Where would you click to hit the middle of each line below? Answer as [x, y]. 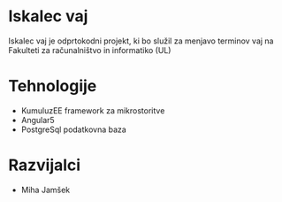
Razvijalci [45, 165]
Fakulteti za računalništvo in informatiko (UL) [90, 50]
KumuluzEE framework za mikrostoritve [93, 110]
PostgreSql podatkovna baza [74, 129]
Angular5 [38, 120]
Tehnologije [53, 86]
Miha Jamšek [46, 190]
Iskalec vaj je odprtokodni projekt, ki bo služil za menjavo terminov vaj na [141, 41]
